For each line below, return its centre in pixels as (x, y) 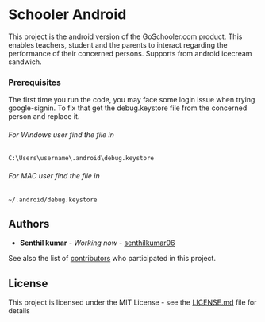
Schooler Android (67, 15)
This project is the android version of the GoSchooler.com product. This (125, 36)
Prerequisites (35, 82)
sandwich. (25, 62)
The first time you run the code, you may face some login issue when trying (132, 100)
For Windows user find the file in (61, 134)
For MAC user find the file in (54, 176)
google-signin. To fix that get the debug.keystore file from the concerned (128, 108)
